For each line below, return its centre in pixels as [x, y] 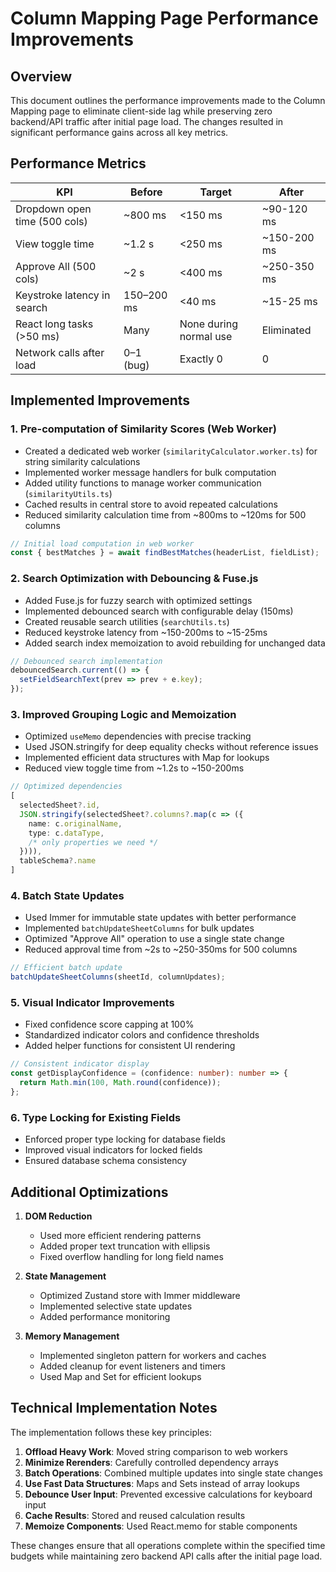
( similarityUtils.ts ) [68, 493]
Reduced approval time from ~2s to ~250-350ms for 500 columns [161, 949]
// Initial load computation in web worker [102, 543]
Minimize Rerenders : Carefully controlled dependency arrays [151, 1462]
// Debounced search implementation [86, 661]
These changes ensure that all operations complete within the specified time [168, 1545]
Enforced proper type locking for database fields [125, 1139]
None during [208, 324]
